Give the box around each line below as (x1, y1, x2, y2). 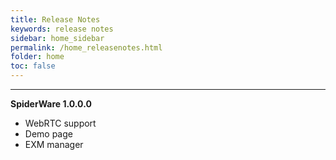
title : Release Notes (10, 14, 101, 25)
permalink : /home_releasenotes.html (10, 42, 163, 53)
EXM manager (24, 139, 84, 150)
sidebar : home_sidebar (10, 33, 105, 43)
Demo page (24, 128, 73, 140)
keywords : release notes (10, 24, 114, 34)
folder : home (10, 52, 65, 62)
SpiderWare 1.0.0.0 (10, 98, 92, 110)
